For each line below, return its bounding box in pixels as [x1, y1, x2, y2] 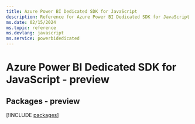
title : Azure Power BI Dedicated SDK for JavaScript [6, 8, 138, 15]
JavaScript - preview [6, 73, 110, 86]
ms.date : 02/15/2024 [6, 19, 57, 25]
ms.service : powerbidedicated [6, 36, 80, 41]
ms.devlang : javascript [6, 30, 64, 36]
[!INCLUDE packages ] [6, 112, 59, 118]
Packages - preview [6, 96, 80, 106]
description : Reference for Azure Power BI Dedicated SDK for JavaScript [6, 14, 190, 20]
